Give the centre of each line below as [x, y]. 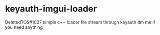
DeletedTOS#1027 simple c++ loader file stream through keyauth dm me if [80, 22]
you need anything [24, 27]
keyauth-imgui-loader [51, 9]
